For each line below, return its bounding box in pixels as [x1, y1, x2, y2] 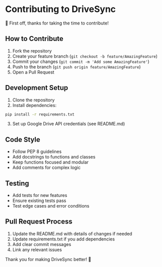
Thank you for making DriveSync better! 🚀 [5, 256, 91, 262]
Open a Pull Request [12, 69, 55, 75]
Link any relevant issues [12, 246, 62, 252]
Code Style [5, 135, 40, 143]
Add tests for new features [12, 192, 67, 198]
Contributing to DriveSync [5, 3, 116, 15]
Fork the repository [12, 47, 52, 53]
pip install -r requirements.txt [5, 111, 75, 117]
